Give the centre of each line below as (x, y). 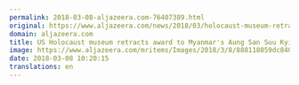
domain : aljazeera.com (51, 34)
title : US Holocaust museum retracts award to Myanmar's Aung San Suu (143, 42)
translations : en (41, 67)
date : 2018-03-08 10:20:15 (59, 58)
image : (21, 50)
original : (28, 26)
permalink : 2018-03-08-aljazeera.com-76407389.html (107, 17)
